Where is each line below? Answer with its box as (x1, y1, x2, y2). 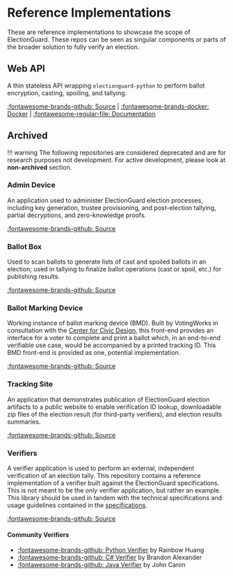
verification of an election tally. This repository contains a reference (7, 472, 201, 480)
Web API (7, 63, 45, 74)
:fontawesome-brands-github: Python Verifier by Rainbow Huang (17, 546, 204, 554)
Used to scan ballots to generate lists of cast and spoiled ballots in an (7, 257, 207, 266)
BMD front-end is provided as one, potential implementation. (7, 349, 181, 357)
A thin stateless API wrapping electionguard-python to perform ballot (7, 81, 205, 90)
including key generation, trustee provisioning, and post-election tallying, (7, 203, 217, 211)
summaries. (7, 417, 41, 426)
